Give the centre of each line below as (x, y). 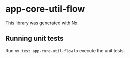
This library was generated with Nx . (42, 23)
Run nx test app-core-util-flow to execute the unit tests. (65, 50)
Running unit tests (34, 38)
